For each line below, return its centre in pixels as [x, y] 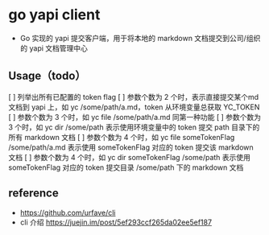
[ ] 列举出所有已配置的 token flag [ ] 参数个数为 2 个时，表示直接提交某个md [134, 97]
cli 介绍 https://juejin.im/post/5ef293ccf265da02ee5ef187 [116, 222]
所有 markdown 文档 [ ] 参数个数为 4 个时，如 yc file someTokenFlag [122, 137]
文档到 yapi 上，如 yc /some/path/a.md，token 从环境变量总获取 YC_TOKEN [134, 107]
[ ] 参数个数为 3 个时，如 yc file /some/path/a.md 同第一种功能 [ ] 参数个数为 [135, 117]
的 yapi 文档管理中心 [54, 48]
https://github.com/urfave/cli [68, 212]
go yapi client [54, 15]
